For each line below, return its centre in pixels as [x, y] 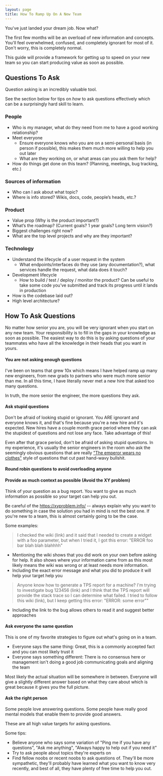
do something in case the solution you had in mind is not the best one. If [77, 511]
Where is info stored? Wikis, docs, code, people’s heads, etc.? [74, 197]
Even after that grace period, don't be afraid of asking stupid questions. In [79, 442]
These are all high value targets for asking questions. [58, 723]
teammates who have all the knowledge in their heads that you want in [76, 343]
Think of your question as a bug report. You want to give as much [71, 491]
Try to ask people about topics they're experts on [62, 753]
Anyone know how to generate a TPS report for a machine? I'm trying [86, 585]
